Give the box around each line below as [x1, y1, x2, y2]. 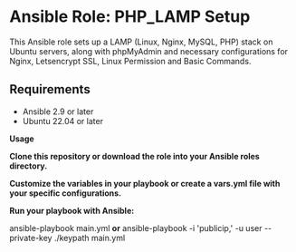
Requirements [9, 82, 91, 97]
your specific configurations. [9, 188, 122, 199]
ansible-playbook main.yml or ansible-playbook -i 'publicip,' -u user [9, 222, 263, 233]
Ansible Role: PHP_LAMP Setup [9, 6, 251, 27]
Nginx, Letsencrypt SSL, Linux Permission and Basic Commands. [9, 55, 252, 66]
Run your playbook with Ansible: [9, 205, 135, 216]
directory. [9, 160, 48, 171]
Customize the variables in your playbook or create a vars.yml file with [9, 178, 281, 189]
